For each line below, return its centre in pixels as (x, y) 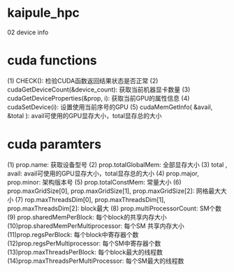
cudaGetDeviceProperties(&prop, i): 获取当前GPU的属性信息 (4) (98, 98)
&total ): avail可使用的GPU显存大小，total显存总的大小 (85, 115)
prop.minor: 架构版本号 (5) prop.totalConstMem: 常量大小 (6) (94, 182)
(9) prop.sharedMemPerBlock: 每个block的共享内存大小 (87, 217)
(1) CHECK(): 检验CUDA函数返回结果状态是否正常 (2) (83, 80)
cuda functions (52, 60)
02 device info (28, 32)
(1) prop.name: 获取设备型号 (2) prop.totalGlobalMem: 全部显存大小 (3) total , (117, 164)
